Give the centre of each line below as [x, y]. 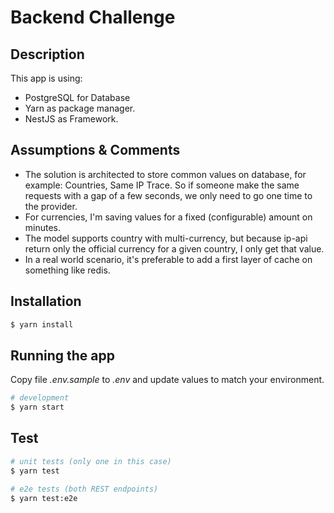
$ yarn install [42, 324]
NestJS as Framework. [71, 119]
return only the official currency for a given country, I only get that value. [174, 248]
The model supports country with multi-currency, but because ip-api [166, 238]
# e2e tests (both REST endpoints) [84, 489]
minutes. [43, 227]
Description [47, 54]
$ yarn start [37, 407]
